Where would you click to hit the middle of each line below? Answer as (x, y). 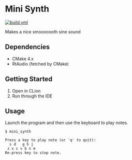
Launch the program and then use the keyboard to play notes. (66, 123)
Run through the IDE (32, 96)
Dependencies (27, 47)
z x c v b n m (21, 149)
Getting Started (29, 79)
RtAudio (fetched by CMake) (40, 64)
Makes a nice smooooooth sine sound (43, 32)
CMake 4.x (23, 59)
